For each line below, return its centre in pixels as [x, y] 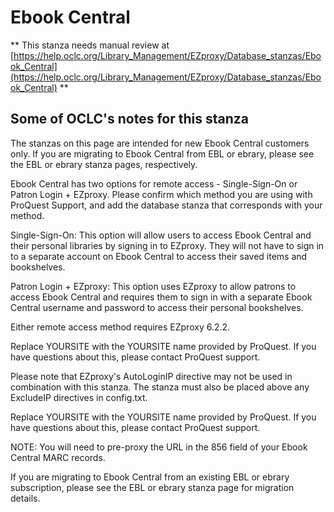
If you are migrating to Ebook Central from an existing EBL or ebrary [150, 477]
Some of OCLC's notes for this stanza [129, 119]
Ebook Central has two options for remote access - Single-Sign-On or [154, 183]
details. [25, 498]
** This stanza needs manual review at [90, 45]
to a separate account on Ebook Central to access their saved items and [159, 256]
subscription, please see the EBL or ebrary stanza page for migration [152, 487]
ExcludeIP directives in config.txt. [79, 397]
